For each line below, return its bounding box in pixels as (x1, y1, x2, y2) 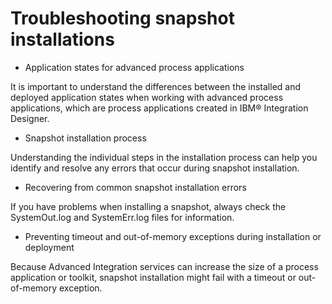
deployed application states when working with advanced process (10, 91, 284, 103)
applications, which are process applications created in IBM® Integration (10, 102, 309, 114)
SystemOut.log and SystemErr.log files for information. (10, 211, 235, 223)
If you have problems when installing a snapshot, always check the (10, 200, 287, 212)
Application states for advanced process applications (24, 61, 245, 73)
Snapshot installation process (24, 132, 147, 144)
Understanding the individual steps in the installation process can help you (10, 151, 318, 163)
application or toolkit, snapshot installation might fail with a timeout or (10, 271, 297, 283)
